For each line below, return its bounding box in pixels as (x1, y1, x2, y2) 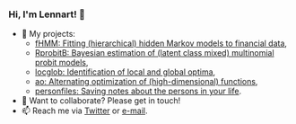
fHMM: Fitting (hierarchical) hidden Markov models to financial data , (34, 38, 288, 49)
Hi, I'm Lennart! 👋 (8, 8, 86, 21)
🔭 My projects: (21, 29, 75, 40)
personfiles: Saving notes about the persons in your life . (34, 85, 242, 97)
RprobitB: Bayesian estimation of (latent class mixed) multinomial (34, 48, 274, 58)
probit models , (34, 58, 89, 68)
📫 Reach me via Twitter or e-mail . (21, 105, 148, 116)
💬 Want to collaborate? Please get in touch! (21, 95, 181, 106)
